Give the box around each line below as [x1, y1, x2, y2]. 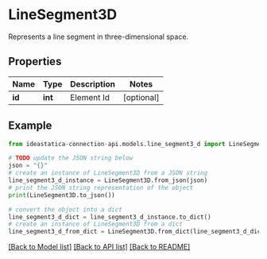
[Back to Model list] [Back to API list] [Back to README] [8, 242, 191, 252]
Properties [8, 55, 62, 68]
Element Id [70, 91, 110, 102]
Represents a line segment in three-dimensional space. [8, 32, 189, 41]
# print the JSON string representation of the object [8, 184, 194, 191]
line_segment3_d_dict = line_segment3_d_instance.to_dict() [8, 213, 212, 221]
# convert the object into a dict [8, 205, 123, 214]
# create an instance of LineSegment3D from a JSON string [8, 169, 208, 177]
